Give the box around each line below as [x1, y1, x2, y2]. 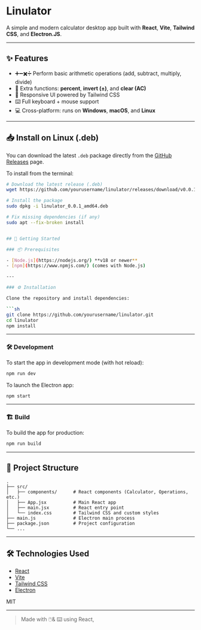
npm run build [6, 441, 42, 447]
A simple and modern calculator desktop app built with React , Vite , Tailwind [6, 24, 195, 31]
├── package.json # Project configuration [6, 520, 135, 527]
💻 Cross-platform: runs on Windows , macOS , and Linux [14, 107, 156, 114]
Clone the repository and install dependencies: [6, 296, 130, 302]
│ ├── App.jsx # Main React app [6, 499, 117, 506]
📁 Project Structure [6, 463, 79, 473]
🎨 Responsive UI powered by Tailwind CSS [14, 91, 120, 98]
